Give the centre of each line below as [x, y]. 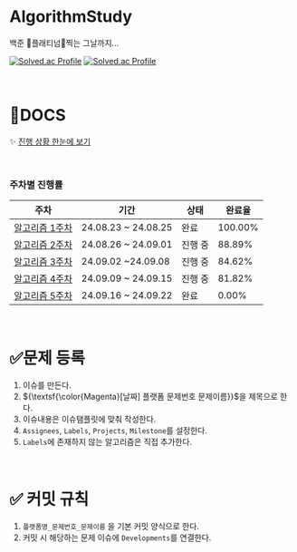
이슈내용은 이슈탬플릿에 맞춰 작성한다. [89, 420]
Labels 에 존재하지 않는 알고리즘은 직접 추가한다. [107, 442]
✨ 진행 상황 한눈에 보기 [50, 141]
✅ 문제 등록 [48, 358]
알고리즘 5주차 [43, 296]
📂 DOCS [38, 116]
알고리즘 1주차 [43, 228]
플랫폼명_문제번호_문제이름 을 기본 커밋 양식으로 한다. [110, 527]
